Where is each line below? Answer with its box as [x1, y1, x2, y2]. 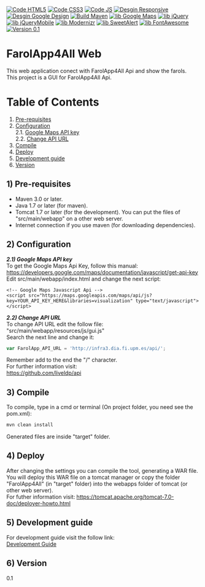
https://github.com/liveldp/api [6, 369, 82, 377]
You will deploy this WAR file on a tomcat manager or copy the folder [6, 473, 180, 481]
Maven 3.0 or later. [15, 195, 63, 203]
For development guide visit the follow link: [6, 534, 115, 541]
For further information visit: [6, 363, 78, 370]
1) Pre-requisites [6, 179, 71, 190]
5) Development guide [6, 518, 93, 528]
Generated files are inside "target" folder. [6, 433, 110, 440]
